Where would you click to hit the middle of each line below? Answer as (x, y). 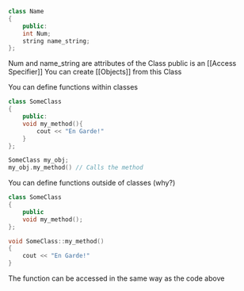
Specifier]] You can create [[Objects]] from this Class (95, 72)
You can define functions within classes (73, 87)
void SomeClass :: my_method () (56, 241)
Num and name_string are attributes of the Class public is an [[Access (122, 63)
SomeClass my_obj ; (38, 160)
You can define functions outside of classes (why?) (92, 183)
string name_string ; (56, 41)
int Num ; (37, 33)
